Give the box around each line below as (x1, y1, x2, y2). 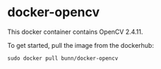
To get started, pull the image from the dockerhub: (7, 41, 154, 49)
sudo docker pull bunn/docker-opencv (7, 54, 119, 62)
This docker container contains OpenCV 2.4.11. (7, 27, 143, 36)
